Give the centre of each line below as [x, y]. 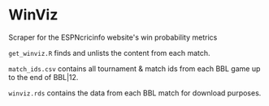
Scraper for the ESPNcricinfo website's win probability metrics [113, 37]
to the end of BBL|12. [43, 77]
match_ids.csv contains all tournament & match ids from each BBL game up [134, 68]
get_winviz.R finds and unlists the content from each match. [109, 53]
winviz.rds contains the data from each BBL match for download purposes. [135, 93]
